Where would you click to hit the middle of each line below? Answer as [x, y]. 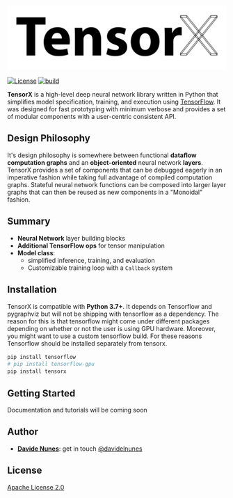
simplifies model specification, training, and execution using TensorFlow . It [114, 102]
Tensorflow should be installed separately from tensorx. [87, 343]
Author [23, 432]
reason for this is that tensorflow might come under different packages [109, 321]
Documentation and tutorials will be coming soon [77, 410]
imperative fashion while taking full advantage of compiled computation [110, 177]
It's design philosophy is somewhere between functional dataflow [102, 155]
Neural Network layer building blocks [71, 238]
